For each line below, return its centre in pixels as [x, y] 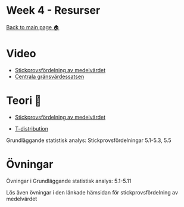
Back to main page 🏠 [33, 27]
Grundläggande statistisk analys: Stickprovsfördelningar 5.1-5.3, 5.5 [89, 140]
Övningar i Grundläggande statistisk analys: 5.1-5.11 [69, 181]
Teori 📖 [24, 101]
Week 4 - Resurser [53, 10]
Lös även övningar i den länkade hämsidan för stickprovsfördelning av [92, 192]
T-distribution [32, 128]
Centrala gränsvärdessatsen [49, 76]
